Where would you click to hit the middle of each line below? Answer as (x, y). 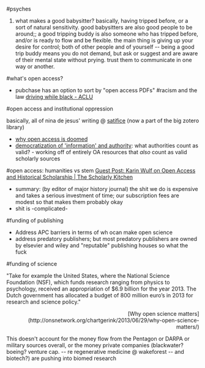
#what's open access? (35, 78)
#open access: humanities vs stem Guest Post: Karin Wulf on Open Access (101, 170)
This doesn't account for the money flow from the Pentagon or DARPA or (98, 339)
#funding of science (32, 264)
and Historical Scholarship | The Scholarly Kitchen (70, 177)
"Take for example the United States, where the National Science (88, 276)
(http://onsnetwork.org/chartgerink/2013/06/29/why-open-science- (114, 320)
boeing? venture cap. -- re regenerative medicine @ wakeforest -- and (95, 352)
